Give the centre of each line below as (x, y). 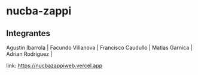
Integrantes (28, 33)
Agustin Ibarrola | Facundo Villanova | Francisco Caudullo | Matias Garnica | (99, 47)
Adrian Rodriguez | (29, 54)
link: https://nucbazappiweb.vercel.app (54, 65)
